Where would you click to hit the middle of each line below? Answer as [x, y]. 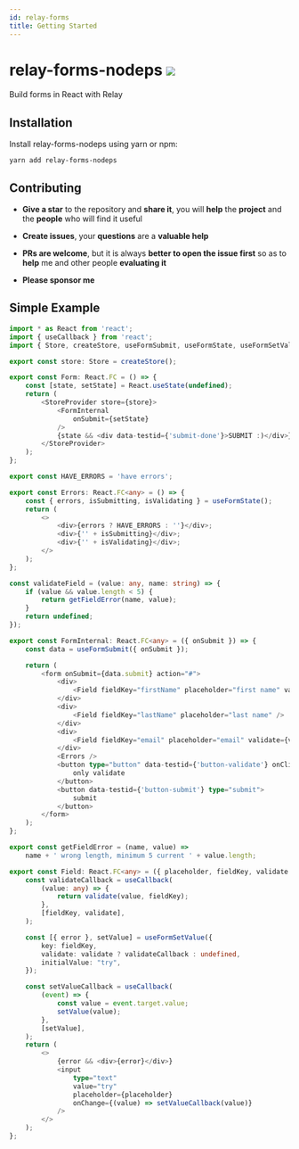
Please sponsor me [58, 280]
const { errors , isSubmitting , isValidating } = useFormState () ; [149, 500]
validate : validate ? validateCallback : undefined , [141, 954]
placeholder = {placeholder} [123, 1095]
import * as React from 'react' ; [71, 328]
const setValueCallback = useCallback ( [99, 987]
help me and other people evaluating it [94, 263]
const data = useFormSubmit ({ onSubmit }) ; [107, 649]
